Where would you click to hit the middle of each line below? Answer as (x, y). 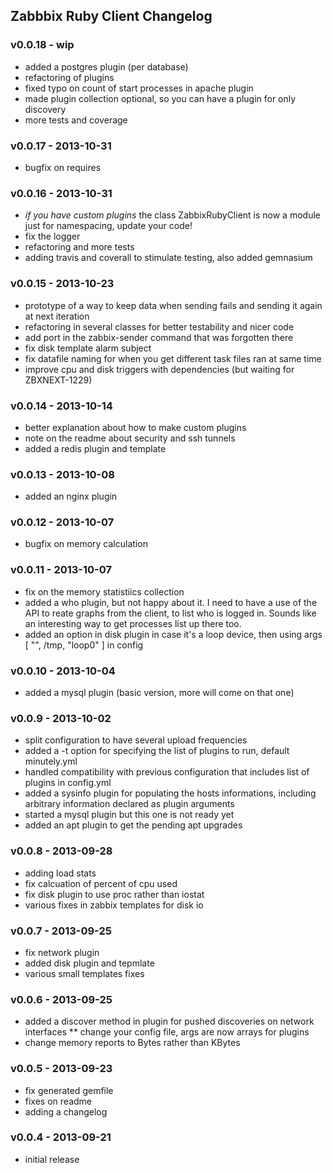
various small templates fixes (84, 973)
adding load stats (60, 873)
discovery (45, 109)
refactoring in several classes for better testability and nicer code (159, 326)
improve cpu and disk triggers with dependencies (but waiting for (159, 369)
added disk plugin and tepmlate (89, 963)
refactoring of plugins (69, 77)
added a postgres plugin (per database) (106, 66)
